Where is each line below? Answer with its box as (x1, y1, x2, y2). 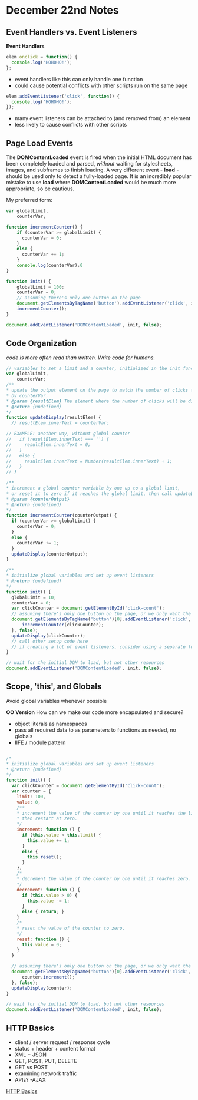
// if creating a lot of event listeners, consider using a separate (11, 643, 186, 650)
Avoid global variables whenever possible (6, 697, 107, 704)
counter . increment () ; (21, 974, 75, 980)
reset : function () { (16, 936, 70, 942)
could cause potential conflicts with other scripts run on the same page (14, 82, 188, 89)
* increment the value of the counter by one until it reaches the (16, 810, 186, 816)
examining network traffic (14, 1070, 78, 1077)
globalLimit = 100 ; (16, 284, 65, 290)
